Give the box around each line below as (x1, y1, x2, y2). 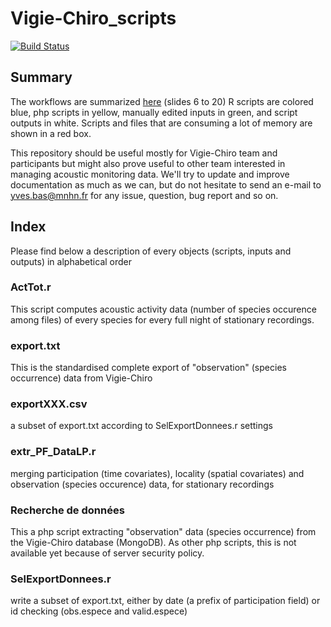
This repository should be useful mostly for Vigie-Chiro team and (10, 147, 278, 159)
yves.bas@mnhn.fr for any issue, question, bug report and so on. (10, 189, 279, 201)
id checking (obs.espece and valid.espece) (10, 605, 188, 617)
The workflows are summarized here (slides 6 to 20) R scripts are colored (10, 95, 314, 107)
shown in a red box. (10, 127, 92, 139)
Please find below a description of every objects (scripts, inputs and (10, 245, 292, 257)
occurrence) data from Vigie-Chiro (10, 372, 153, 384)
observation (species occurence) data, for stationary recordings (10, 478, 275, 490)
